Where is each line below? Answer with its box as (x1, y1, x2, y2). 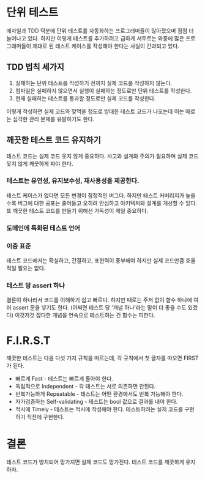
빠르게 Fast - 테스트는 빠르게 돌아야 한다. (15, 375, 113, 382)
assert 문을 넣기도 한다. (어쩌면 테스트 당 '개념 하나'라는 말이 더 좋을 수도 (12, 304, 187, 311)
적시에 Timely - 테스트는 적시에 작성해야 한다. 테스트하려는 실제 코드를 (15, 406, 184, 413)
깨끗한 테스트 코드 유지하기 (6, 135, 101, 146)
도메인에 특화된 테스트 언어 (6, 224, 81, 232)
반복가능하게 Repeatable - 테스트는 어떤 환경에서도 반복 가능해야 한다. (15, 390, 184, 398)
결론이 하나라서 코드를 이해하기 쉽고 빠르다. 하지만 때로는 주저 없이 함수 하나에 (6, 296, 193, 303)
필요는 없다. (17, 264, 46, 272)
